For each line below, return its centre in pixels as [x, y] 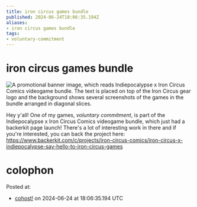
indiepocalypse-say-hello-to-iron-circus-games [64, 146]
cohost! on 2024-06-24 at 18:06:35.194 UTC [69, 198]
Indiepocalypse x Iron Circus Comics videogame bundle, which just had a [96, 121]
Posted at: [19, 186]
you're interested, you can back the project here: [66, 134]
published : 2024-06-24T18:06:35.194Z [53, 17]
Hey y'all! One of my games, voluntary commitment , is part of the [86, 115]
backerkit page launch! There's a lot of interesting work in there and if [91, 127]
